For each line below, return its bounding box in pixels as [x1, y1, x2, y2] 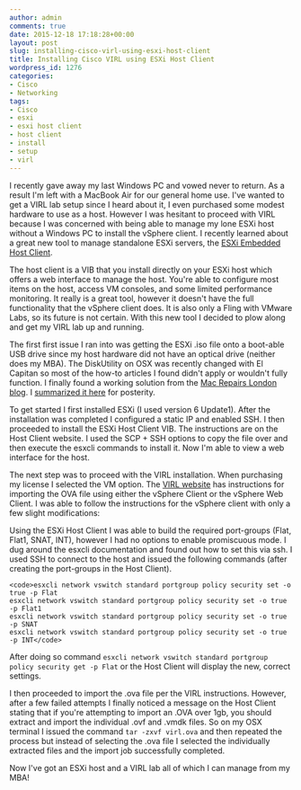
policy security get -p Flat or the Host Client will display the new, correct [9, 661, 290, 671]
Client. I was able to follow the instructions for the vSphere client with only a [9, 498, 291, 509]
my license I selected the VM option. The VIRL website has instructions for [9, 478, 285, 490]
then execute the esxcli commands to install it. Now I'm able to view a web [9, 442, 285, 453]
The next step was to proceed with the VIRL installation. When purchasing [9, 469, 283, 480]
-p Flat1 [9, 604, 42, 613]
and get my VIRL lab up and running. [9, 321, 145, 333]
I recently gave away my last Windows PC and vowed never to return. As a [9, 180, 285, 191]
